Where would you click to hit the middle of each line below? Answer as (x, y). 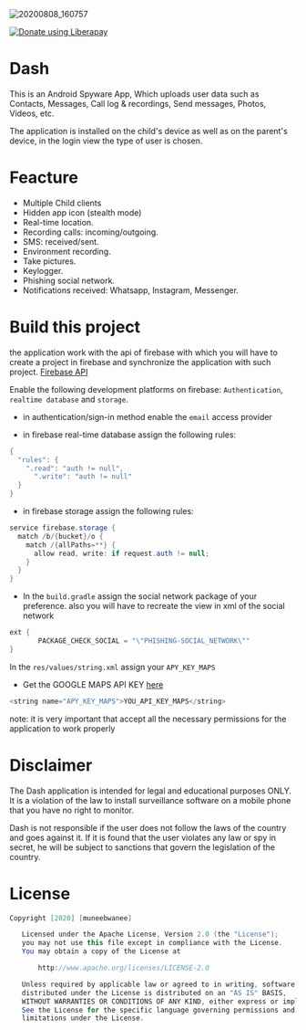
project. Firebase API (49, 372)
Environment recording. (66, 251)
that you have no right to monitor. (72, 810)
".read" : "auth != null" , (75, 468)
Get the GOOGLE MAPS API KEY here (93, 684)
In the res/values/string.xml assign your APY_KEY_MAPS (112, 667)
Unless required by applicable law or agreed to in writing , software (158, 984)
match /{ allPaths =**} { (71, 545)
